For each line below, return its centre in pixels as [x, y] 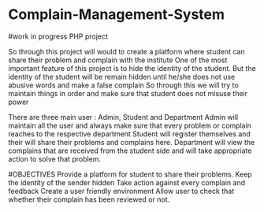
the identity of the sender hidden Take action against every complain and [127, 182]
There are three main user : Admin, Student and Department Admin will [123, 117]
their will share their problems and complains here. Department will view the [132, 142]
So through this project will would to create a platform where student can [126, 51]
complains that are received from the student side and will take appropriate [130, 151]
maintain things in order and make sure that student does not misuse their [128, 93]
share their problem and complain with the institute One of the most [118, 60]
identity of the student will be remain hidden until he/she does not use [122, 76]
